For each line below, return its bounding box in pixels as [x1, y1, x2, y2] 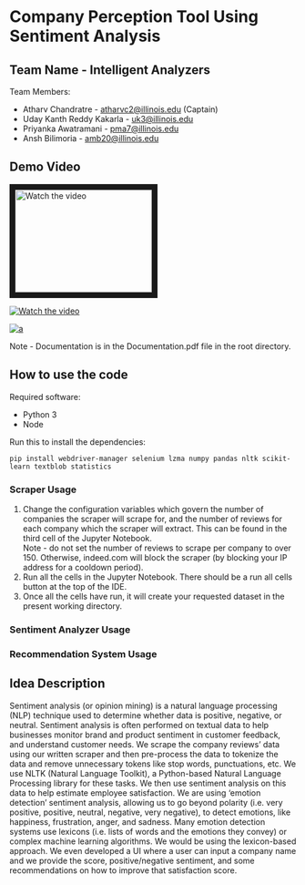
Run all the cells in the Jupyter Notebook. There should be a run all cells [22, 571, 293, 582]
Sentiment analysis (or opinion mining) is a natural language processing [9, 700, 278, 711]
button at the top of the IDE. [22, 581, 127, 592]
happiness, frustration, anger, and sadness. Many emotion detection [9, 816, 266, 827]
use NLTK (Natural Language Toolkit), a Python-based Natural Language [9, 767, 282, 778]
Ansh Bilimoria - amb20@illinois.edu [22, 133, 159, 143]
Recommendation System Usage [9, 647, 158, 660]
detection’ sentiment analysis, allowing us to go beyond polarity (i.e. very [9, 797, 284, 808]
